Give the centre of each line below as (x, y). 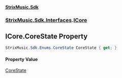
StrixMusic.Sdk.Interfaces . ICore (46, 20)
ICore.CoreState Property (47, 36)
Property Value (22, 59)
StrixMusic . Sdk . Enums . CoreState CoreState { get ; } (61, 48)
